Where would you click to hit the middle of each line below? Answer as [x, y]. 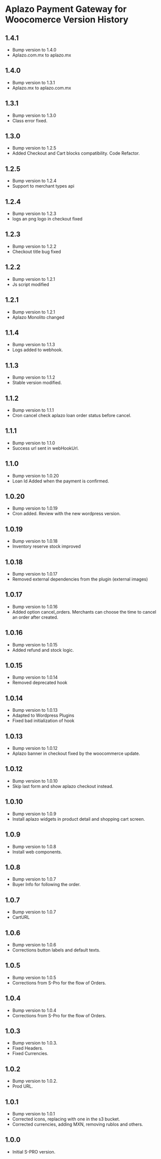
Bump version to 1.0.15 [35, 644]
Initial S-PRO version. [34, 1152]
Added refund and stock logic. [43, 650]
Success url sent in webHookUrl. [46, 448]
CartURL [21, 917]
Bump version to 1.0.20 [35, 475]
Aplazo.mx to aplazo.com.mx [42, 88]
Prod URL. [23, 1086]
